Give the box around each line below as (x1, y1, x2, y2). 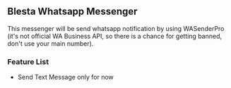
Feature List (7, 56, 49, 66)
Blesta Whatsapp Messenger (7, 6, 138, 18)
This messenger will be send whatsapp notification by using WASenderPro (7, 24, 225, 32)
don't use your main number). (7, 39, 94, 48)
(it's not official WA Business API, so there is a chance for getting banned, (7, 32, 223, 40)
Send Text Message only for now (17, 73, 114, 82)
